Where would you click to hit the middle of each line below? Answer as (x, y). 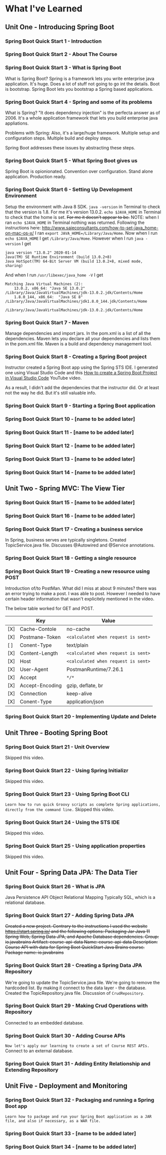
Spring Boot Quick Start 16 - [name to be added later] (70, 516)
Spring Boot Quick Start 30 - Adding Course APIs (65, 1035)
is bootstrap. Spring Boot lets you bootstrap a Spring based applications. (79, 89)
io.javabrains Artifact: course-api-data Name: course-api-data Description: (82, 942)
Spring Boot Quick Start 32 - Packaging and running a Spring (80, 1100)
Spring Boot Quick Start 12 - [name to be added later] (70, 446)
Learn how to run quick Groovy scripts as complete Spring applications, (83, 805)
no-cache (78, 629)
